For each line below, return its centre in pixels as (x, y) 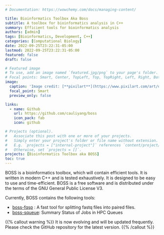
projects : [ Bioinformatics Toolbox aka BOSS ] (52, 154)
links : (12, 104)
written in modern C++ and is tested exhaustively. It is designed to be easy (80, 178)
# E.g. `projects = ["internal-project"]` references (63, 145)
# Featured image (23, 68)
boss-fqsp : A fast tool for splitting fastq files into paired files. (74, 207)
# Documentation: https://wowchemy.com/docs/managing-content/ (71, 10)
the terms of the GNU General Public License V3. (54, 188)
